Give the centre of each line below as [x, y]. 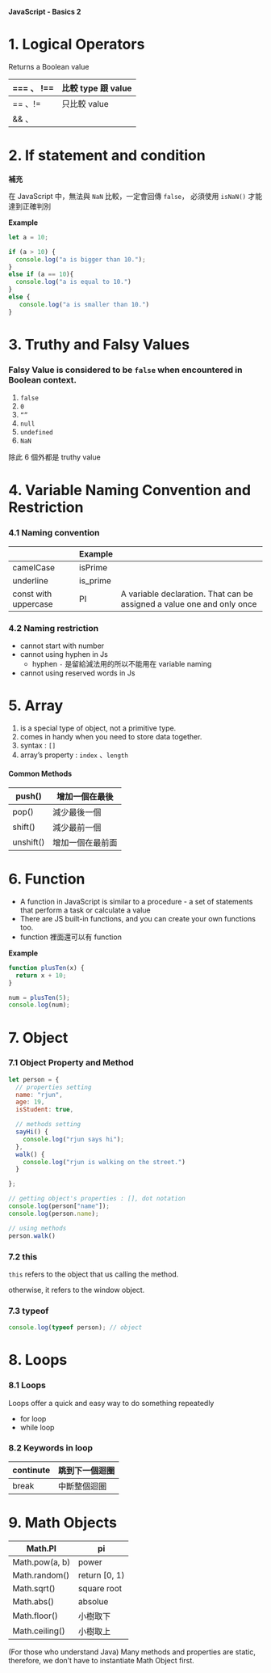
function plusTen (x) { [46, 968]
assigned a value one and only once [189, 604]
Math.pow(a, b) [42, 1562]
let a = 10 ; [28, 237]
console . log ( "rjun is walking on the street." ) [104, 1162]
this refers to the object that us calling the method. [94, 1274]
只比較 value [85, 104]
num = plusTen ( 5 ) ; [39, 997]
